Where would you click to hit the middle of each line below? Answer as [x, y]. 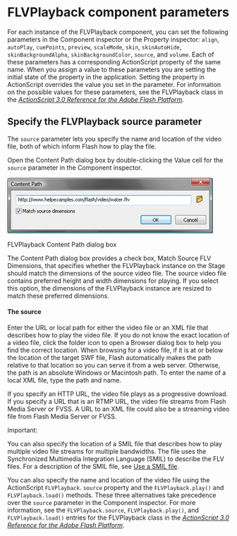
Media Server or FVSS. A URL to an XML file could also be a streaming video [119, 409]
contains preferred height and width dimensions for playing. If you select [113, 281]
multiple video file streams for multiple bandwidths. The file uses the [107, 451]
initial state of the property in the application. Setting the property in [106, 77]
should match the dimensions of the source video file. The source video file [117, 273]
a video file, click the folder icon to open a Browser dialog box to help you [114, 342]
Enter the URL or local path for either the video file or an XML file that [108, 327]
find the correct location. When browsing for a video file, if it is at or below [115, 350]
